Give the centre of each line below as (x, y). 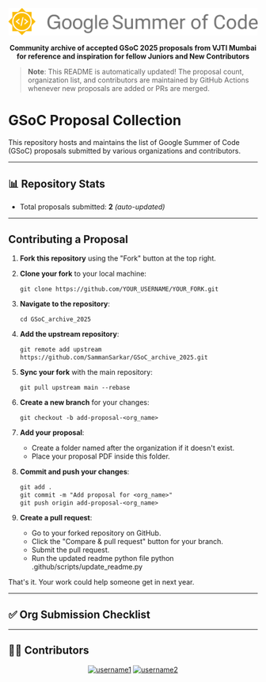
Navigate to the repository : (65, 304)
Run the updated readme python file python (103, 558)
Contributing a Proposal (68, 239)
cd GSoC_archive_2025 (55, 320)
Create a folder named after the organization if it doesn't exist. (133, 448)
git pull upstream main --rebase (75, 388)
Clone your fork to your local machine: (83, 274)
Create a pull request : (56, 518)
